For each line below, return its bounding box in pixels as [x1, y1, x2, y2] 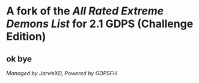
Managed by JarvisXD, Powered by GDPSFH [6, 70, 117, 76]
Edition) [6, 30, 46, 43]
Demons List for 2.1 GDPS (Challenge [6, 17, 194, 31]
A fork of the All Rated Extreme [6, 4, 164, 18]
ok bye [6, 54, 32, 64]
